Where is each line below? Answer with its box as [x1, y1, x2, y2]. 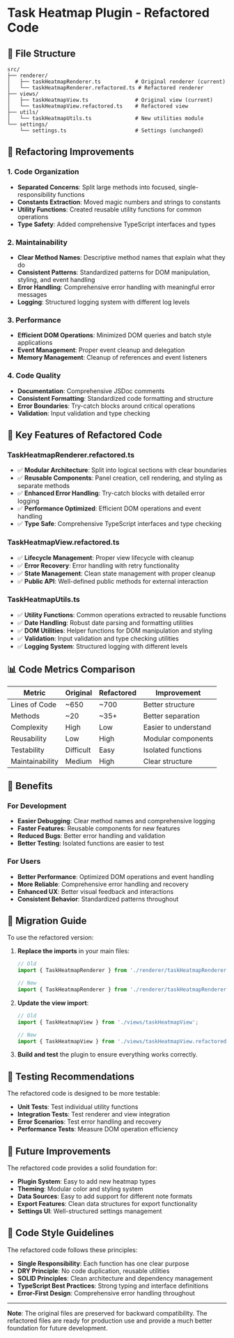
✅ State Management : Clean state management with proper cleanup [17, 569, 216, 578]
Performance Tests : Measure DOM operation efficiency [17, 1125, 179, 1133]
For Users [7, 857, 41, 867]
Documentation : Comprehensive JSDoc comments [17, 386, 165, 395]
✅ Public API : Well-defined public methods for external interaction [17, 577, 208, 585]
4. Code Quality [7, 371, 61, 381]
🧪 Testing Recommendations [7, 1071, 134, 1082]
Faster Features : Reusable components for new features [17, 824, 180, 832]
